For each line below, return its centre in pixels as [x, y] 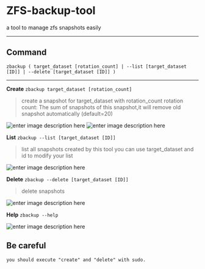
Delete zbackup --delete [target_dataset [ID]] [67, 179]
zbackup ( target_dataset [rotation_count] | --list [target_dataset [97, 66]
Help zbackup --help [32, 215]
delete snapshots [43, 191]
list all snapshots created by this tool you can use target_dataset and [107, 149]
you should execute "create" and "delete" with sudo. [76, 260]
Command [27, 52]
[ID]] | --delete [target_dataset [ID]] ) [61, 72]
